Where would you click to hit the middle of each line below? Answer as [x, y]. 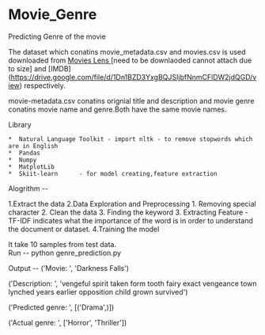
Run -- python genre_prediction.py [64, 253]
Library [20, 124]
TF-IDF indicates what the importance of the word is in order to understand [131, 220]
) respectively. [42, 86]
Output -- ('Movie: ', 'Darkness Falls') [68, 268]
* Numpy [23, 160]
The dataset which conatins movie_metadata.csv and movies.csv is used [127, 51]
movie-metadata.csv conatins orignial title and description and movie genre [131, 101]
